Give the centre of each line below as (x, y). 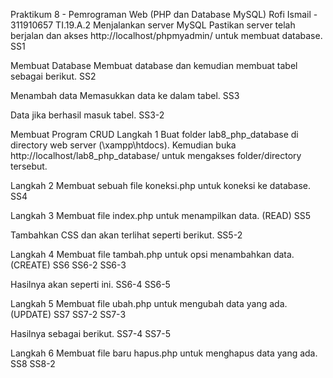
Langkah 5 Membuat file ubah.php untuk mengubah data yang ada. (149, 303)
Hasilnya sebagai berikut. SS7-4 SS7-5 (90, 333)
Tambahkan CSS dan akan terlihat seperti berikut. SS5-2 (126, 235)
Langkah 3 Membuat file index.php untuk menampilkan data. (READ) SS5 (160, 215)
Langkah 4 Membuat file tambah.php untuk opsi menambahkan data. (152, 254)
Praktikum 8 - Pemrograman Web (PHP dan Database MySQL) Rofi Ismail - (164, 14)
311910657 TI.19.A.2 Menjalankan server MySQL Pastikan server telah (153, 25)
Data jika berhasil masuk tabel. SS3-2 (87, 115)
